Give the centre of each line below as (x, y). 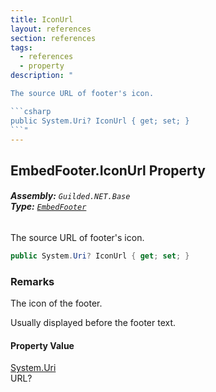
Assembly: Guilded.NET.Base (70, 196)
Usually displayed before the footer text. (93, 323)
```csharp (31, 111)
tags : (21, 47)
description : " (42, 76)
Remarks (32, 281)
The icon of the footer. (56, 303)
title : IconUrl (42, 19)
